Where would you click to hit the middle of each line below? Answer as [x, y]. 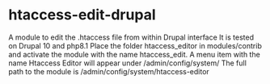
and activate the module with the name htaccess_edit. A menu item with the [134, 54]
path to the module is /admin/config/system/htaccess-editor [109, 71]
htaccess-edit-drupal [82, 15]
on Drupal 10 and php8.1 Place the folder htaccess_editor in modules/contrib [135, 45]
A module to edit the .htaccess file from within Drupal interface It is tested [131, 37]
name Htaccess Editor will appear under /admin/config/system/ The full [127, 63]
